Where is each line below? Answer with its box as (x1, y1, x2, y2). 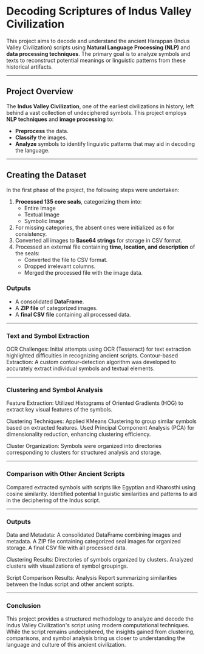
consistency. (15, 230, 47, 238)
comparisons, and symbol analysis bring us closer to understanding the (6, 635, 185, 642)
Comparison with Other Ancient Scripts (6, 470, 126, 478)
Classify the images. (15, 134, 68, 141)
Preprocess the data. (15, 127, 69, 134)
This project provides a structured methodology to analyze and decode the (6, 615, 194, 622)
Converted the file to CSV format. (24, 256, 108, 263)
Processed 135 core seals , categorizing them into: (15, 198, 142, 205)
